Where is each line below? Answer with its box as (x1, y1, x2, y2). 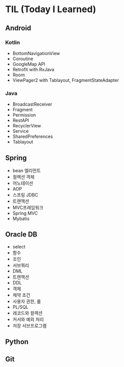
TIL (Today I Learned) (5, 4, 97, 15)
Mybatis (12, 215, 30, 221)
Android (5, 24, 31, 32)
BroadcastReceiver (12, 101, 52, 107)
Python (5, 338, 29, 346)
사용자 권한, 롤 (12, 298, 41, 304)
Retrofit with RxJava (12, 66, 54, 72)
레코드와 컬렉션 (12, 310, 43, 316)
